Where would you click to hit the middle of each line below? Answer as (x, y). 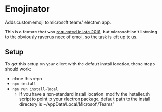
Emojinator (27, 9)
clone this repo (27, 78)
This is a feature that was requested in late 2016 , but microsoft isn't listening (81, 32)
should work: (18, 69)
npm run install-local (35, 89)
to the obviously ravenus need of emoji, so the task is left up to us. (71, 37)
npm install (24, 84)
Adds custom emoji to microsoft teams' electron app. (58, 22)
